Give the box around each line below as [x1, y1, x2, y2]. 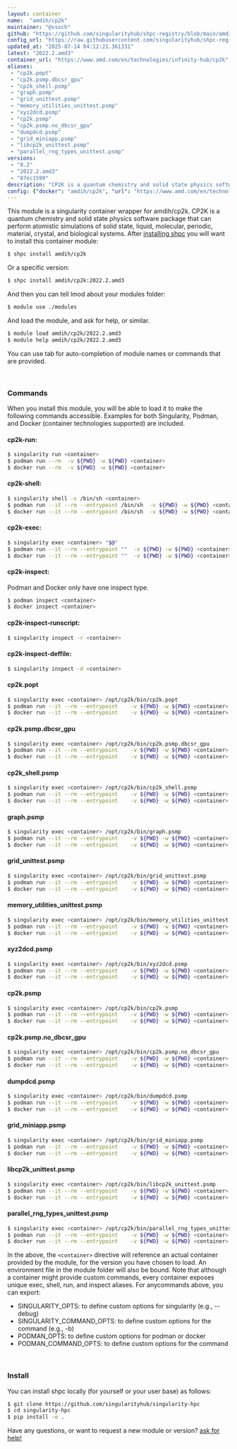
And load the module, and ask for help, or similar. [7, 316, 150, 325]
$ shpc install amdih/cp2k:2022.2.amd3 [7, 277, 125, 285]
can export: [7, 1288, 41, 1296]
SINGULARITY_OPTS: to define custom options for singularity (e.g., [17, 1302, 213, 1311]
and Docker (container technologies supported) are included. [7, 419, 186, 427]
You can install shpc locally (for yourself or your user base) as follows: [7, 1387, 212, 1395]
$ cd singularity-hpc [7, 1407, 71, 1414]
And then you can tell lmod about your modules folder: [7, 290, 166, 298]
